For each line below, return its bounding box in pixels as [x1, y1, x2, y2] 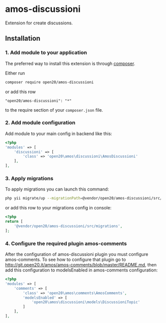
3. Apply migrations [5, 175, 53, 182]
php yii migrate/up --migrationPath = [5, 196, 83, 201]
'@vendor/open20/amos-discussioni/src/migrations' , [14, 223, 123, 229]
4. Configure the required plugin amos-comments [5, 240, 127, 247]
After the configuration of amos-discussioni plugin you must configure [5, 252, 148, 258]
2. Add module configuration [5, 119, 76, 126]
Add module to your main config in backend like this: [5, 130, 112, 136]
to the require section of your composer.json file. [5, 107, 103, 113]
